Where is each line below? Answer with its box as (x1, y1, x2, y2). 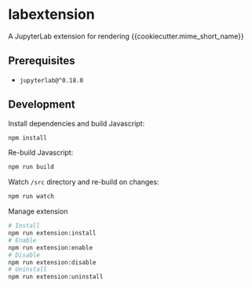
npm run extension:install (8, 229, 97, 237)
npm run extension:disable (8, 258, 97, 266)
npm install (8, 133, 47, 142)
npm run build (8, 163, 55, 171)
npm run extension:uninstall (8, 273, 104, 281)
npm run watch (8, 192, 55, 201)
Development (8, 98, 76, 111)
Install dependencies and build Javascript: (8, 118, 145, 128)
